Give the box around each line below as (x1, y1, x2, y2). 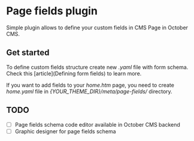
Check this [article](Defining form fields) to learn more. (6, 70, 142, 77)
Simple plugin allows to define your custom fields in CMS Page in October (6, 24, 189, 31)
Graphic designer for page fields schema (14, 127, 116, 135)
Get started (6, 48, 50, 58)
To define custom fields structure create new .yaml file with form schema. (6, 63, 189, 70)
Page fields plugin (6, 4, 98, 18)
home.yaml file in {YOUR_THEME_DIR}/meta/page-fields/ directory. (6, 88, 172, 95)
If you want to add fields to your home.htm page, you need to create (6, 81, 175, 88)
